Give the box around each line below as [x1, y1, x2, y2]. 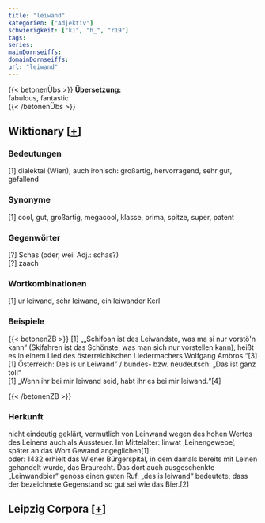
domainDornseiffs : [8, 56, 69, 64]
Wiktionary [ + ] [8, 124, 81, 138]
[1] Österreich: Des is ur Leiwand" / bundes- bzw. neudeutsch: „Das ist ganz [8, 359, 256, 369]
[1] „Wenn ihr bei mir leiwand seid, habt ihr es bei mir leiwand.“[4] [8, 376, 221, 385]
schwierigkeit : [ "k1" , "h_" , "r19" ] [8, 26, 129, 34]
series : [8, 41, 34, 49]
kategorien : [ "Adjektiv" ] [8, 19, 93, 27]
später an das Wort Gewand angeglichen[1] [8, 445, 150, 455]
